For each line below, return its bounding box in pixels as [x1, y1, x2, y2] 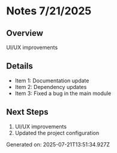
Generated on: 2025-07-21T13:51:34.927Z [6, 140, 110, 148]
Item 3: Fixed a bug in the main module [14, 90, 112, 97]
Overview [6, 28, 44, 38]
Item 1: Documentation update [14, 76, 89, 84]
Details [6, 61, 33, 71]
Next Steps [6, 107, 49, 117]
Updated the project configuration [14, 129, 100, 136]
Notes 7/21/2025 [6, 4, 92, 18]
